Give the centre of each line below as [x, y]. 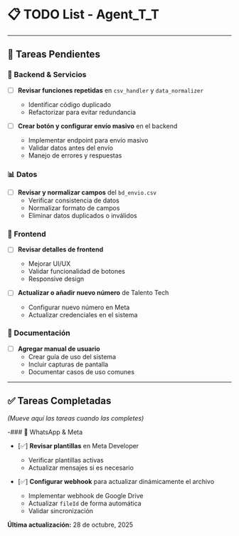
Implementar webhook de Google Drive [86, 495]
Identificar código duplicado [70, 104]
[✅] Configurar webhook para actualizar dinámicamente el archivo [116, 481]
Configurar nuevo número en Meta [79, 307]
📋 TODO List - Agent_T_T [84, 15]
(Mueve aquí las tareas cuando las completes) [76, 418]
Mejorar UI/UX [49, 264]
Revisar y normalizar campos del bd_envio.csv [87, 192]
